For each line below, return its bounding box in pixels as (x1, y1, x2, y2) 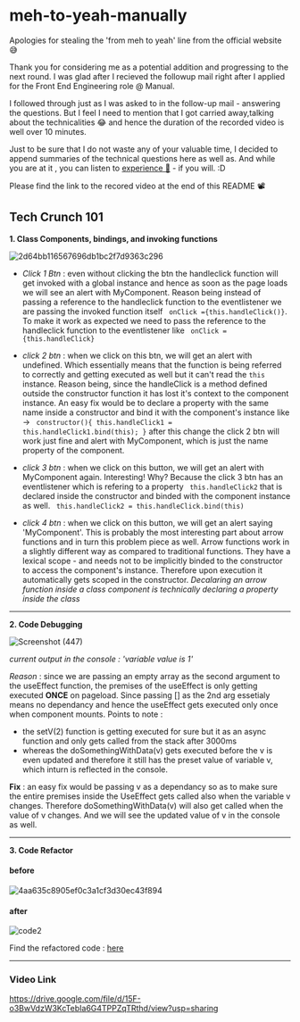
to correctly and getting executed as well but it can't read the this (21, 369, 265, 379)
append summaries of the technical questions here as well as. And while (9, 153, 276, 163)
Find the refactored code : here (9, 943, 124, 953)
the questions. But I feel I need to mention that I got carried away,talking (9, 107, 274, 118)
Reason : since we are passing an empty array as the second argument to (9, 670, 280, 681)
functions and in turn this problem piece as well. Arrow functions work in (21, 536, 290, 547)
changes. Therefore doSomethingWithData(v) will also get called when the (9, 800, 284, 810)
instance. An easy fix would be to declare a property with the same (21, 397, 270, 408)
